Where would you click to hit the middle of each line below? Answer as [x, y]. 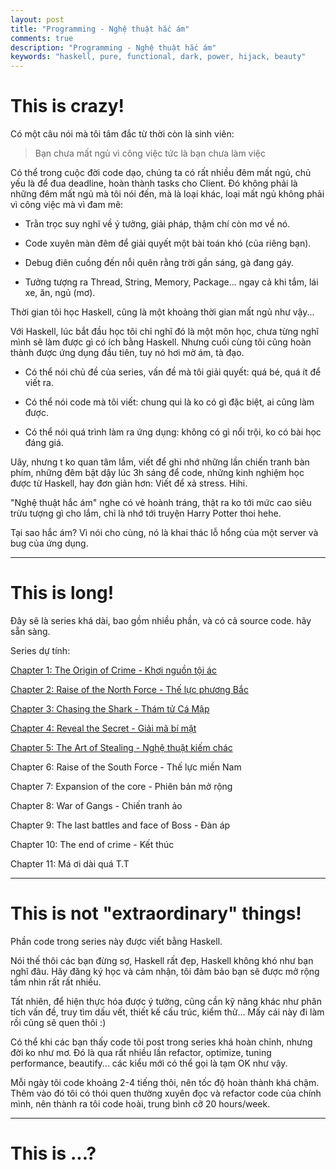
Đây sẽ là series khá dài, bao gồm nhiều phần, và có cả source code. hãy [161, 620]
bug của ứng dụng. [49, 543]
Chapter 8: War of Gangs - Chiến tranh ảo [96, 805]
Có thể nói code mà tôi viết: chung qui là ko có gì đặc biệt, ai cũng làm [169, 402]
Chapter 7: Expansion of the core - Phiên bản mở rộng [121, 786]
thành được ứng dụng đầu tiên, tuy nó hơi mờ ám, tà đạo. [127, 353]
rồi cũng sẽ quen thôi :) [58, 1022]
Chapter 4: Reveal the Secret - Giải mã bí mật [103, 728]
